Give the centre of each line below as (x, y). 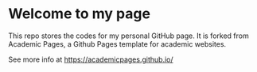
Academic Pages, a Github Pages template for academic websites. (117, 44)
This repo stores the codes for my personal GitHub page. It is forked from (128, 36)
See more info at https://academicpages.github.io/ (91, 59)
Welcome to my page (80, 14)
